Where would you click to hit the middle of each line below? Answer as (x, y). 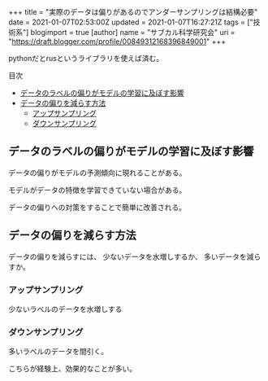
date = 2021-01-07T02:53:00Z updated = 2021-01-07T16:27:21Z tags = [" (131, 22)
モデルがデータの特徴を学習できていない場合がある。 (97, 190)
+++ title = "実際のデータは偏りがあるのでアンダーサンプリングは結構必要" (133, 12)
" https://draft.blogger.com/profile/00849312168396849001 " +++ (117, 42)
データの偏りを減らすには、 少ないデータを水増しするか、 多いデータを (128, 256)
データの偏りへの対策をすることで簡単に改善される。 (97, 207)
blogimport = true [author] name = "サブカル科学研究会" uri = (133, 32)
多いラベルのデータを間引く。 (58, 352)
